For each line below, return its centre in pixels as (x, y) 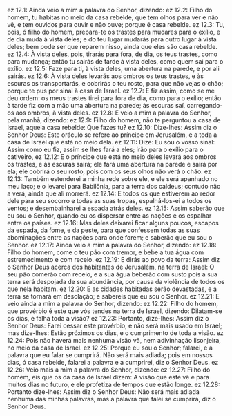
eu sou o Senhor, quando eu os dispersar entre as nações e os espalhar (109, 216)
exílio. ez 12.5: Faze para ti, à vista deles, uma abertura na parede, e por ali (113, 69)
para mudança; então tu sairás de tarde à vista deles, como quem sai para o (115, 61)
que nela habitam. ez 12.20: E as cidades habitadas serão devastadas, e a (112, 289)
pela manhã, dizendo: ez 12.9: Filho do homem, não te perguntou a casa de (114, 120)
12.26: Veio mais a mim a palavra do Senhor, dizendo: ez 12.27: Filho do (109, 370)
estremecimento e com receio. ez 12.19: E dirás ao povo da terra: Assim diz (114, 259)
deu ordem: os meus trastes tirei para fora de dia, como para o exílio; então (114, 98)
